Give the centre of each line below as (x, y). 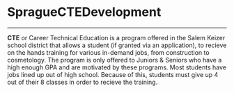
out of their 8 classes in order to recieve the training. (83, 82)
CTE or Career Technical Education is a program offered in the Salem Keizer (116, 37)
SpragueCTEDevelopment (84, 12)
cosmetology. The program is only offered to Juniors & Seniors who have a (115, 60)
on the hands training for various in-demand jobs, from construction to (109, 52)
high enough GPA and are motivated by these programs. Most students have (117, 67)
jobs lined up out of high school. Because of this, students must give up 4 (113, 74)
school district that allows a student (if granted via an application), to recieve (117, 45)
